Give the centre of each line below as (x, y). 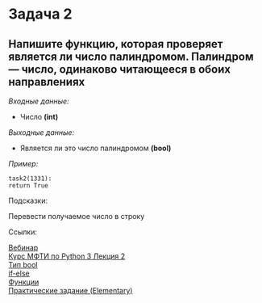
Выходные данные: (42, 133)
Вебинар (23, 248)
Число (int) (39, 117)
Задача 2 (40, 14)
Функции (24, 282)
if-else (19, 273)
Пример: (23, 164)
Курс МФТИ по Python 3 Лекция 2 (67, 256)
